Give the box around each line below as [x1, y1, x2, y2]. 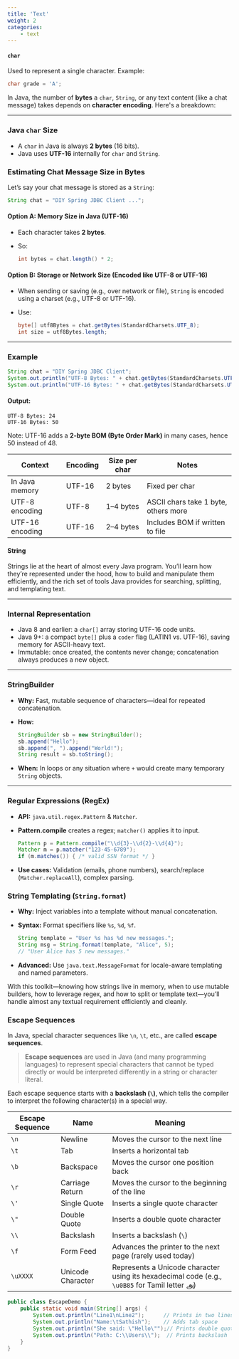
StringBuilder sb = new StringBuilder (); [17, 731, 143, 739]
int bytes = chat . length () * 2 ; [17, 255, 114, 263]
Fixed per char [147, 481, 196, 491]
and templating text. [7, 585, 66, 593]
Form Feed [60, 1247, 97, 1257]
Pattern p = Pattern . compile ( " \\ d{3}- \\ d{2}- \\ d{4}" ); [17, 840, 184, 847]
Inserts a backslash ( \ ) [112, 1230, 188, 1240]
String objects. [17, 771, 63, 780]
